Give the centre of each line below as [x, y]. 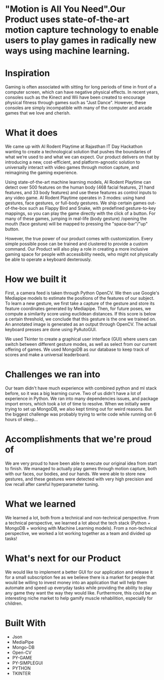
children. [14, 603]
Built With [25, 623]
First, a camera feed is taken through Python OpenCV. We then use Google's [82, 293]
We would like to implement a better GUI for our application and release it [79, 572]
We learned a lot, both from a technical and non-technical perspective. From [82, 517]
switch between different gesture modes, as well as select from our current [81, 344]
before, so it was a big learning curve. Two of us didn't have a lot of [73, 393]
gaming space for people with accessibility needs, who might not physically [82, 255]
